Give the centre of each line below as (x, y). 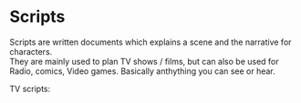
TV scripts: (30, 88)
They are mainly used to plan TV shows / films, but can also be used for (145, 61)
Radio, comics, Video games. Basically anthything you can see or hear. (142, 71)
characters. (31, 51)
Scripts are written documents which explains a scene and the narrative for (150, 42)
